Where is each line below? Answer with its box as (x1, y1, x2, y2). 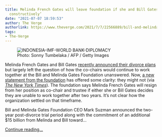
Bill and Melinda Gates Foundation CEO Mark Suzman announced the (5, 107, 143, 112)
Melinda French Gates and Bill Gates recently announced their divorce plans (5, 61, 156, 68)
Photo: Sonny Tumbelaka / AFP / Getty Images (17, 52, 109, 58)
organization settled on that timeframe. (5, 97, 82, 103)
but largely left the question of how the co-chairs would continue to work (5, 67, 150, 72)
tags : (5, 29, 16, 34)
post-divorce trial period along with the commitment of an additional (14, 112, 150, 118)
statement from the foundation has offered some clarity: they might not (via (5, 77, 155, 82)
